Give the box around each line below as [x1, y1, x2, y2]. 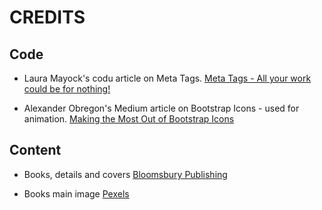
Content [9, 142, 62, 159]
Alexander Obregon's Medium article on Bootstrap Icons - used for [23, 102, 300, 114]
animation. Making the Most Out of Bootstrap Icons [23, 113, 235, 125]
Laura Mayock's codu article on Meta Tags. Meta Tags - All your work [23, 72, 312, 84]
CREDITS [9, 6, 86, 29]
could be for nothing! [23, 83, 111, 95]
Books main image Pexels [23, 187, 130, 200]
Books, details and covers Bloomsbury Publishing [23, 168, 228, 180]
